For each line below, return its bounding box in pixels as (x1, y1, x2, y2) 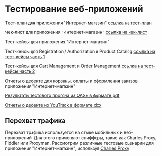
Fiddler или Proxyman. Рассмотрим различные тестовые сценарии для (5, 140, 154, 146)
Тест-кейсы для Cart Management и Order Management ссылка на (5, 63, 143, 69)
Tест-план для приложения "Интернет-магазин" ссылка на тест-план (5, 20, 152, 26)
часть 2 (19, 68, 35, 74)
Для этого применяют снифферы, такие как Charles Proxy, (33, 134, 157, 141)
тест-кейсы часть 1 (5, 53, 45, 60)
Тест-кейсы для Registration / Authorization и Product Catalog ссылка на (5, 48, 156, 54)
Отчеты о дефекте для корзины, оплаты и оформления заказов (5, 78, 138, 84)
